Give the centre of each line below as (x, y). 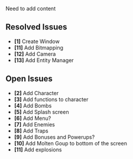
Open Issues (29, 79)
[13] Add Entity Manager (44, 60)
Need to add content (31, 9)
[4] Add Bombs (33, 105)
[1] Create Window (37, 41)
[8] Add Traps (31, 131)
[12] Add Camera (35, 54)
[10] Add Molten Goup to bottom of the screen (71, 143)
